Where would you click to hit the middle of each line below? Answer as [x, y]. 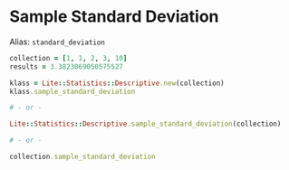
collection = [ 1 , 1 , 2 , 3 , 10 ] [68, 58]
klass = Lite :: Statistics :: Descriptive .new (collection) [117, 83]
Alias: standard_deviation [58, 42]
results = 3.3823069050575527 [67, 66]
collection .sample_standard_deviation [82, 157]
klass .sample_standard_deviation [72, 91]
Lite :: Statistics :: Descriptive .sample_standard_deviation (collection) [145, 124]
